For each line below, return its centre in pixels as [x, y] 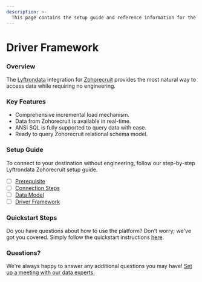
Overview [21, 66]
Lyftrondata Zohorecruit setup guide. [52, 169]
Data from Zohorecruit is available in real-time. [73, 121]
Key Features [26, 102]
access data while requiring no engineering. [61, 86]
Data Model [29, 195]
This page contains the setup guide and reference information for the [104, 18]
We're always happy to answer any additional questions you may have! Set [99, 266]
